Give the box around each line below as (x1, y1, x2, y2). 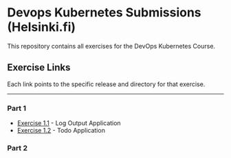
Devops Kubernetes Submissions (7, 5, 201, 21)
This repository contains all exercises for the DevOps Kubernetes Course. (7, 42, 215, 50)
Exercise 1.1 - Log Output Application (16, 119, 122, 127)
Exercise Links (7, 62, 71, 73)
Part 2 (7, 143, 28, 153)
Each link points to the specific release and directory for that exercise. (7, 80, 206, 88)
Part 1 (7, 103, 26, 113)
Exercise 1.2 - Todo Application (16, 127, 105, 135)
